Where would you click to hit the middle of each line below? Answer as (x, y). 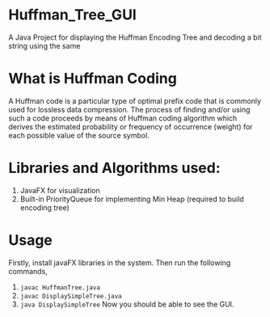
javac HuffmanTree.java (60, 287)
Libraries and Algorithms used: (114, 168)
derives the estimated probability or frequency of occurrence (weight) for (131, 126)
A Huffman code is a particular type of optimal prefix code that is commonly (135, 101)
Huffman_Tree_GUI (73, 15)
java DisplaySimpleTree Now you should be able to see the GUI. (127, 304)
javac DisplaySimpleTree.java (71, 296)
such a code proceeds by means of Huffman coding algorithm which (123, 118)
